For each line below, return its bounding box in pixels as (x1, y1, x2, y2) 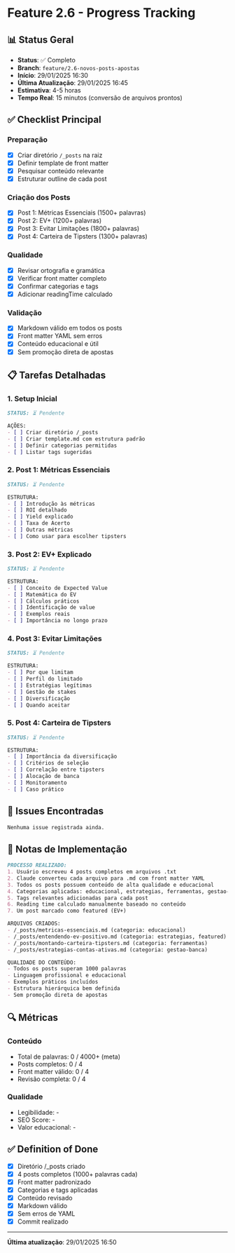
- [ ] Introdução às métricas (7, 500, 96, 507)
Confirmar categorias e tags (17, 282, 99, 290)
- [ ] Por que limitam (7, 669, 73, 676)
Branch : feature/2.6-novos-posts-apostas (17, 64, 140, 72)
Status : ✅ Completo (17, 56, 76, 64)
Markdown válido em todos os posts (17, 324, 122, 333)
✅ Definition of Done (7, 1144, 99, 1155)
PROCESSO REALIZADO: (7, 862, 68, 869)
